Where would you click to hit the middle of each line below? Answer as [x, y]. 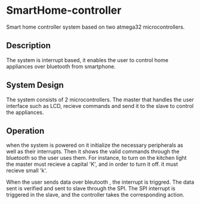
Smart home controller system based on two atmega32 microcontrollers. [96, 27]
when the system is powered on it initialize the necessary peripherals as [95, 145]
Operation [25, 131]
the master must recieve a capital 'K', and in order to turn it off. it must [92, 164]
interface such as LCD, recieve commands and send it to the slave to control [100, 106]
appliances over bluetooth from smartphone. [61, 66]
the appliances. [25, 112]
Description [28, 46]
